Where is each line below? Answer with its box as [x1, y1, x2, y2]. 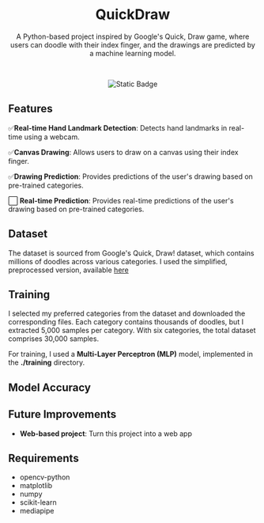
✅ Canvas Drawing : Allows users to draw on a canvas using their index [8, 147, 239, 157]
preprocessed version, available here [8, 265, 129, 275]
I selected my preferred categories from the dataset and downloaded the [8, 309, 246, 318]
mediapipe [19, 506, 55, 516]
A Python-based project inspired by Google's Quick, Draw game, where [16, 32, 250, 41]
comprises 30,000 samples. [8, 334, 100, 343]
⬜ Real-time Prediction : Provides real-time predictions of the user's [8, 195, 235, 205]
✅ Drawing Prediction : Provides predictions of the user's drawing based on [8, 172, 253, 181]
